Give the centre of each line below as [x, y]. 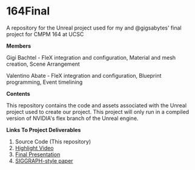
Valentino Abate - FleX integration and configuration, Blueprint [84, 75]
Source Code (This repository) [53, 141]
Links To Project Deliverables [44, 130]
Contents [18, 93]
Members [19, 46]
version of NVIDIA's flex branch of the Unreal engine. [72, 118]
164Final [28, 11]
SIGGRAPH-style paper [44, 160]
